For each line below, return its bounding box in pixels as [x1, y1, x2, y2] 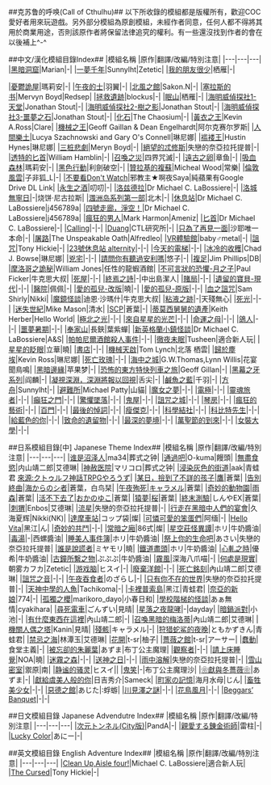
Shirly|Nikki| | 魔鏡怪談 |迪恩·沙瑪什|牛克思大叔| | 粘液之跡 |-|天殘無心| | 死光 [8, 294, 251, 303]
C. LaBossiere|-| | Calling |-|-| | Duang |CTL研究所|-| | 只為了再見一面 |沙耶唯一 [8, 223, 259, 233]
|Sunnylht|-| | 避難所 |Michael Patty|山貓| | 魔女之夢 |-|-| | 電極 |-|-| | [15, 385, 230, 395]
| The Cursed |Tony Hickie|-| [8, 767, 99, 777]
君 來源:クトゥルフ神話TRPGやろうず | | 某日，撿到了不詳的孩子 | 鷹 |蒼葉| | [8, 473, 248, 483]
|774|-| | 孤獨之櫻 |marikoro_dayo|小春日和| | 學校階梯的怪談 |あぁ [15, 594, 226, 604]
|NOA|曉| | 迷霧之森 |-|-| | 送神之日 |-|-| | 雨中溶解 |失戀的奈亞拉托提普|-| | [15, 655, 248, 665]
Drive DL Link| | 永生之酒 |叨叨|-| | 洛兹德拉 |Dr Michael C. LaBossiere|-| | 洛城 [8, 183, 258, 192]
